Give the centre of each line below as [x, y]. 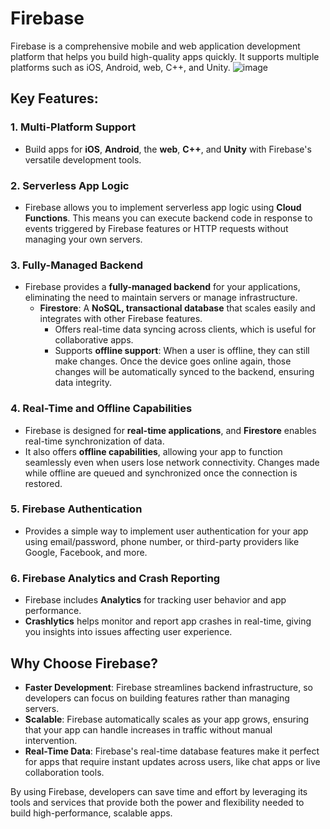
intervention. [51, 740]
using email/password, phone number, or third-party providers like [162, 541]
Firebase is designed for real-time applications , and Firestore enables [170, 430]
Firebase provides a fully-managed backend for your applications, [162, 287]
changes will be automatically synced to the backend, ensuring [184, 372]
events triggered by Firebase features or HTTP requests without [156, 228]
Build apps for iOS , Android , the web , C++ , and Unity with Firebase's [168, 149]
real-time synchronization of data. [94, 441]
